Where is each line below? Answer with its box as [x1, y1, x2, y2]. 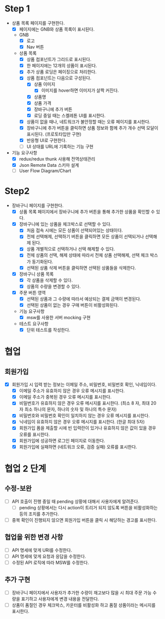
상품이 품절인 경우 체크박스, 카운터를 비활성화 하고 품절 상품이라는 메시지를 [11, 602, 156, 608]
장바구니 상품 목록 [19, 271, 54, 277]
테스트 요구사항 [19, 321, 49, 327]
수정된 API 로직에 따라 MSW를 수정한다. [11, 559, 89, 565]
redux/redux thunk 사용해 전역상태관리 [19, 156, 95, 162]
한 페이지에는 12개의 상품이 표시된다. [26, 63, 97, 69]
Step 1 [4, 3, 30, 14]
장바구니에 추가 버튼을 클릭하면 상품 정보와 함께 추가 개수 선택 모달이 [26, 125, 159, 131]
